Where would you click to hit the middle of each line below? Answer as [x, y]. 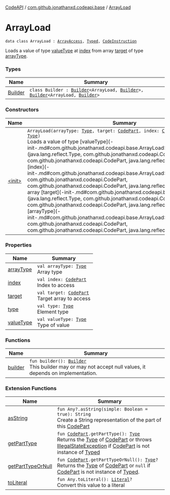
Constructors [22, 110]
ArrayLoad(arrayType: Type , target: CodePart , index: [93, 131]
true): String [74, 414]
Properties [18, 245]
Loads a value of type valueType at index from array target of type [74, 51]
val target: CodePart [63, 293]
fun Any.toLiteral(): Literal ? [95, 480]
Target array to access [64, 298]
